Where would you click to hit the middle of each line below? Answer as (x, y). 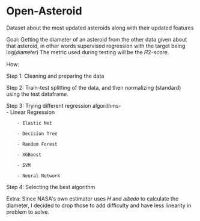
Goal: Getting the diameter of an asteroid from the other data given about (97, 39)
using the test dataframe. (38, 94)
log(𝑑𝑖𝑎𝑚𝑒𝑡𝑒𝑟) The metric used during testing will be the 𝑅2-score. (88, 52)
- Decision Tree (38, 134)
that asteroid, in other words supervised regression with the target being (96, 46)
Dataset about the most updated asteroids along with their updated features (100, 28)
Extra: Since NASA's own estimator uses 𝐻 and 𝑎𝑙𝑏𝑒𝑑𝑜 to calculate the (92, 198)
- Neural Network (39, 176)
